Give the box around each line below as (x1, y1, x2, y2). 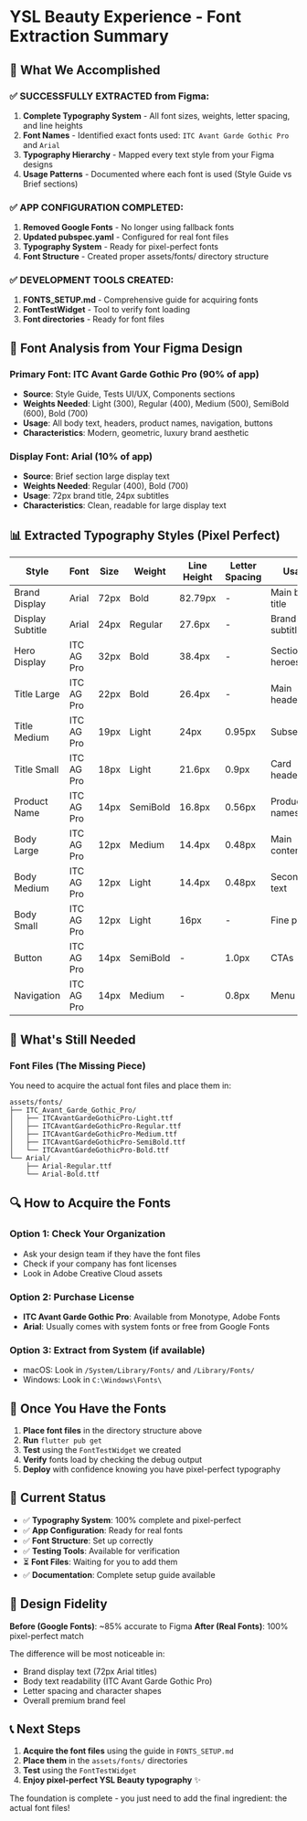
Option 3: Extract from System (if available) (9, 1343, 206, 1356)
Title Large (14, 688, 60, 701)
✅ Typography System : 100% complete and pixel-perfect (22, 1514, 241, 1525)
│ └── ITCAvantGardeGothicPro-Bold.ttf (9, 1145, 170, 1155)
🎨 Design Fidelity (9, 1596, 108, 1612)
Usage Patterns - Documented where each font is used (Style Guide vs (22, 168, 292, 179)
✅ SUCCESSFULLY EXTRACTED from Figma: (9, 90, 210, 102)
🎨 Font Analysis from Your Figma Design (9, 340, 243, 355)
